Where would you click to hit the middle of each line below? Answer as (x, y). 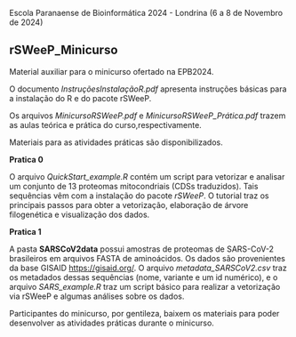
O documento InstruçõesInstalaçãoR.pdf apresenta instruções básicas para (148, 89)
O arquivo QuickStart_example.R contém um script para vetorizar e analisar (147, 176)
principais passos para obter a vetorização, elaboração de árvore (129, 205)
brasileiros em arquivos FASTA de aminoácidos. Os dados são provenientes (148, 258)
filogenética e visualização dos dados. (80, 214)
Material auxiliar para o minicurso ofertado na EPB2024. (112, 71)
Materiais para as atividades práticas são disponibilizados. (116, 142)
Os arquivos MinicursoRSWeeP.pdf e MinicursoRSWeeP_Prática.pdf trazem (148, 116)
